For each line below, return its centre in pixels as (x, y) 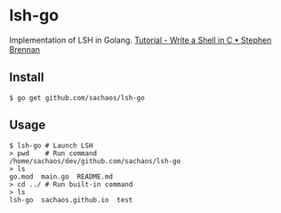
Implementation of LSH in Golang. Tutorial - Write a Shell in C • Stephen (140, 40)
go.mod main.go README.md (61, 177)
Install (27, 78)
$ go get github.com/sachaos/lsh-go (77, 98)
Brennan (25, 49)
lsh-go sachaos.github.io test (71, 200)
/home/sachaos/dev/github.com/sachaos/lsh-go (95, 161)
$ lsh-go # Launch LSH (51, 146)
